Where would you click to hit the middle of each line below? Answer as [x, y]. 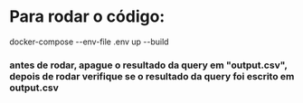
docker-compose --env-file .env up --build [89, 42]
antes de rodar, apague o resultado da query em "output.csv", [148, 65]
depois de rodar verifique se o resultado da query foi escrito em [152, 76]
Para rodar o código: [87, 17]
